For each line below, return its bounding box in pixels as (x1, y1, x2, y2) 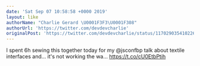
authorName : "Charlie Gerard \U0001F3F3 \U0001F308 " (6, 19, 137, 25)
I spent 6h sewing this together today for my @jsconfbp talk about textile (6, 47, 185, 54)
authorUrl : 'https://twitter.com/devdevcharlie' (6, 25, 129, 31)
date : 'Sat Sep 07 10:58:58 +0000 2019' (6, 8, 108, 15)
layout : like (6, 14, 39, 20)
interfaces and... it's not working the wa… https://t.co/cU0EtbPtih (6, 53, 166, 60)
